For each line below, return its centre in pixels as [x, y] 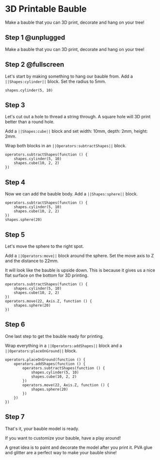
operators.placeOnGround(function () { [45, 360]
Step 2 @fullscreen [35, 65]
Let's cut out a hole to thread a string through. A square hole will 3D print [78, 117]
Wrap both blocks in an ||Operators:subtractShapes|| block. [66, 146]
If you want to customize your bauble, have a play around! [63, 438]
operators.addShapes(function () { [50, 364]
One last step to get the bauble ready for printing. [55, 336]
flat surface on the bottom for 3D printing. [47, 275]
